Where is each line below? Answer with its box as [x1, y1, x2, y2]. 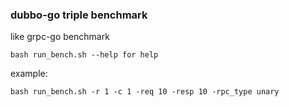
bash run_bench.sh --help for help [10, 50, 159, 60]
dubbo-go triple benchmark [10, 8, 148, 22]
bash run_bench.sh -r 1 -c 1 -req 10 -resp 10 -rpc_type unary [10, 87, 280, 97]
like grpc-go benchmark [10, 31, 110, 43]
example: [10, 68, 48, 80]
